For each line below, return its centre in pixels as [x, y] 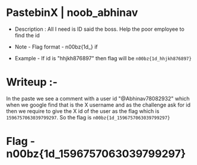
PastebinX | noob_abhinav [72, 13]
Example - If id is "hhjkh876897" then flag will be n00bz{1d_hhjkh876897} [103, 58]
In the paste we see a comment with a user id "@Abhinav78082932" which [98, 98]
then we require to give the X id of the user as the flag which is [83, 111]
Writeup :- [32, 82]
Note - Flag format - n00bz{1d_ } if [56, 47]
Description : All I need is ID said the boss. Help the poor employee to [100, 29]
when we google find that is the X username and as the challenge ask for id [99, 105]
